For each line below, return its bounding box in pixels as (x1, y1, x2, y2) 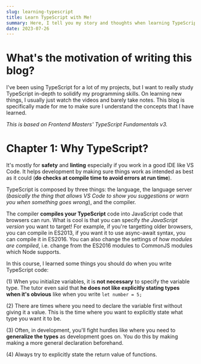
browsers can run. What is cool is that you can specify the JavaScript (6, 217, 178, 224)
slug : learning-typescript (6, 8, 74, 15)
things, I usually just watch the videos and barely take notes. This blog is (6, 96, 185, 104)
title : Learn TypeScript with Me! (6, 14, 93, 20)
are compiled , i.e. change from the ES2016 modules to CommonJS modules (6, 242, 193, 249)
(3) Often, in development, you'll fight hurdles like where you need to (6, 327, 176, 334)
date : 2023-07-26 (6, 25, 50, 32)
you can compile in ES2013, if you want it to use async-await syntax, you (6, 229, 185, 236)
